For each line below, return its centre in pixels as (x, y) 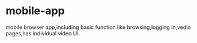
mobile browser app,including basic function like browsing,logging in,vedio (98, 27)
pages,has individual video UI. (43, 33)
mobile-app (35, 11)
